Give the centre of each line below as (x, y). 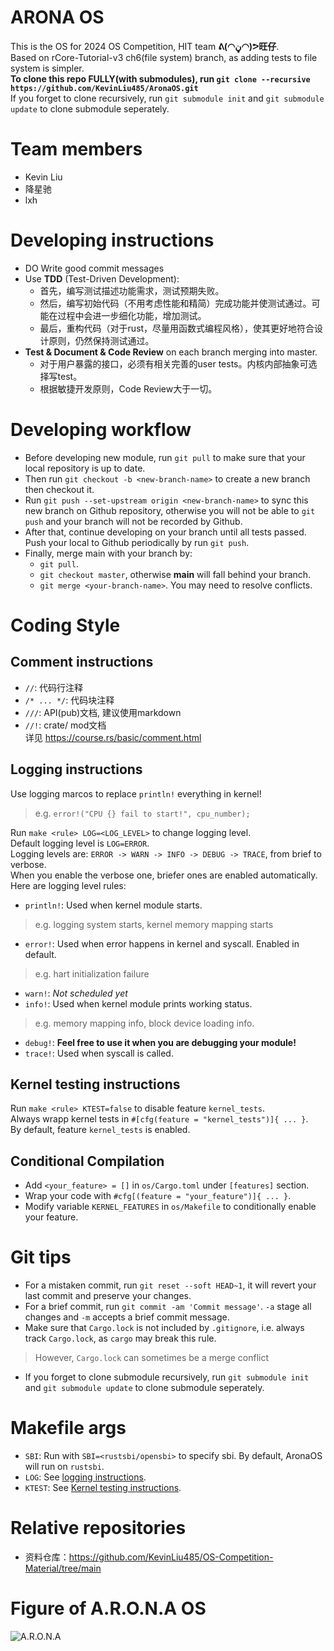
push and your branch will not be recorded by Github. (133, 521)
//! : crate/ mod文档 (65, 725)
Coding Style (65, 625)
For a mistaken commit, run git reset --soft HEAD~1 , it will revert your (170, 1285)
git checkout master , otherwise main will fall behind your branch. (175, 574)
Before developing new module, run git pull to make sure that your (165, 457)
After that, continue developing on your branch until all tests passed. (165, 532)
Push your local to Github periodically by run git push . (137, 542)
